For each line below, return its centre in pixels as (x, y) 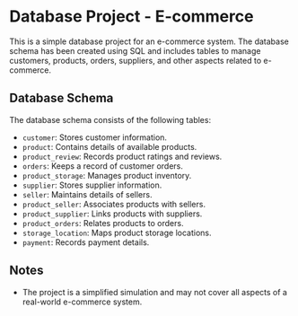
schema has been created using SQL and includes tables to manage (135, 50)
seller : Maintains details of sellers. (87, 194)
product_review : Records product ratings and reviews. (122, 156)
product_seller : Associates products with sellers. (114, 204)
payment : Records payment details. (86, 242)
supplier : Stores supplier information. (92, 185)
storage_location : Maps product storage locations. (117, 233)
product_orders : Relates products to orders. (103, 223)
